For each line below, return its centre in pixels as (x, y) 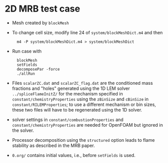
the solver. (23, 130)
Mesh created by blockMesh (40, 23)
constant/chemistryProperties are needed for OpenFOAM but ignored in (88, 125)
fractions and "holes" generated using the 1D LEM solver (71, 88)
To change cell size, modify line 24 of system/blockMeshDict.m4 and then (87, 32)
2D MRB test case (42, 9)
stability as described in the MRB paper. (53, 145)
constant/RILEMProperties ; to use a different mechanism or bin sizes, (84, 104)
